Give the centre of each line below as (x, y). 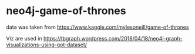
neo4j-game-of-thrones (66, 11)
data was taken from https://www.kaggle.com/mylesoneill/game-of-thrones (97, 27)
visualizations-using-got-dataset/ (46, 45)
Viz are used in (24, 38)
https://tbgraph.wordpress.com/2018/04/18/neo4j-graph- (113, 38)
